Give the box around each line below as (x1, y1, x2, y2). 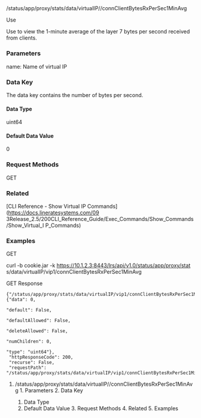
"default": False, (6, 307, 52, 313)
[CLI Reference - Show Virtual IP (6, 202, 86, 210)
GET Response (6, 280, 43, 287)
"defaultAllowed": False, (6, 317, 71, 324)
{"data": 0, (6, 296, 36, 303)
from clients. (6, 34, 37, 41)
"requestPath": (8, 365, 47, 371)
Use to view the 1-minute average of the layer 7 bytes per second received (6, 28, 190, 35)
